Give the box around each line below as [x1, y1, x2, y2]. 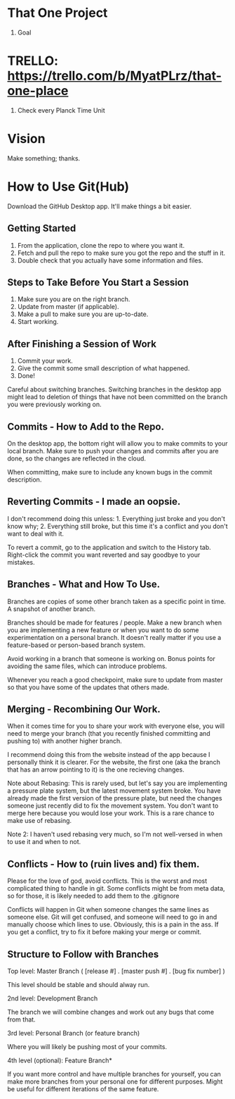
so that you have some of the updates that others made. [7, 683, 170, 691]
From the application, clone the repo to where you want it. [17, 241, 184, 249]
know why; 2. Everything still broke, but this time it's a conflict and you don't [7, 522, 228, 530]
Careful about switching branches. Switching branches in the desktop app [7, 385, 222, 394]
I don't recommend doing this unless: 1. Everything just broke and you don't [7, 514, 226, 522]
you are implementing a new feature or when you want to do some [7, 625, 199, 634]
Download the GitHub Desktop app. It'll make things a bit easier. [7, 202, 192, 211]
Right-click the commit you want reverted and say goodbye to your [7, 551, 201, 559]
